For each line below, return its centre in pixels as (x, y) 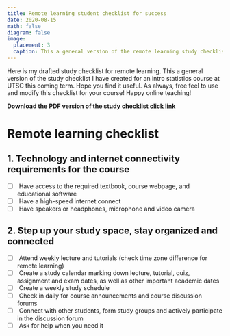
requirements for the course (68, 169)
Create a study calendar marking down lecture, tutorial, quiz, (104, 273)
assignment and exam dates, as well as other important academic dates (118, 281)
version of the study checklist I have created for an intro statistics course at (114, 78)
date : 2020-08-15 (32, 20)
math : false (24, 26)
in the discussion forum (50, 318)
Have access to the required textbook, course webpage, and (104, 186)
